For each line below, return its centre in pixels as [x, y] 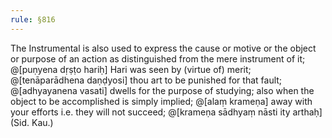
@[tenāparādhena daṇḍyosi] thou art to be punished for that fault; [146, 80]
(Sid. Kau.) [32, 122]
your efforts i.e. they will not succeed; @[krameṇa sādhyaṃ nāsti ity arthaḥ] [166, 112]
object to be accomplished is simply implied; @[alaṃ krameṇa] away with [161, 101]
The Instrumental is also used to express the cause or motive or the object [163, 48]
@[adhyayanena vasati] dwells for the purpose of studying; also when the [162, 90]
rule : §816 [33, 19]
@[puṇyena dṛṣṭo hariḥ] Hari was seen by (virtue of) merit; [131, 69]
